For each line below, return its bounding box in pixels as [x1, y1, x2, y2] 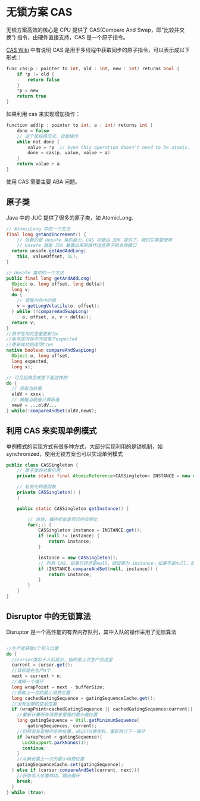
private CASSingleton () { [17, 489, 82, 496]
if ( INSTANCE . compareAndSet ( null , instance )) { [37, 566, 159, 572]
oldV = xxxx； [11, 391, 46, 398]
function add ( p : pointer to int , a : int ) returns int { [6, 123, 153, 129]
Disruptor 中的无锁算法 [6, 611, 91, 622]
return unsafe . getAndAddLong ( [11, 248, 86, 254]
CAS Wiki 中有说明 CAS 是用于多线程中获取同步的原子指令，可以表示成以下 [6, 46, 190, 54]
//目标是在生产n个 [11, 668, 51, 674]
